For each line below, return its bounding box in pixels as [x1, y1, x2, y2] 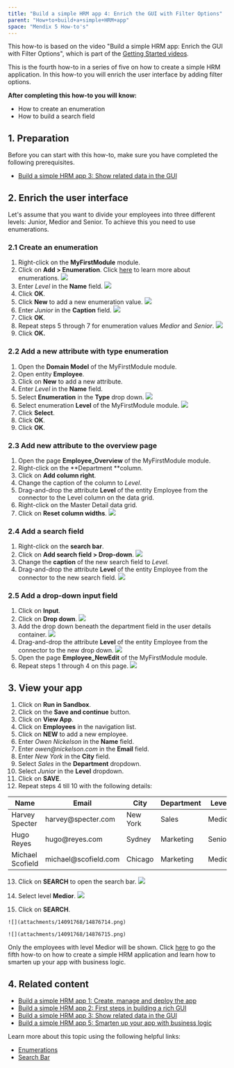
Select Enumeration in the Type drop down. [17, 392, 144, 401]
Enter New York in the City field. [17, 752, 110, 760]
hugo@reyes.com [44, 834, 103, 844]
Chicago [126, 854, 154, 864]
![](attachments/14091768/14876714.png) [8, 919, 127, 926]
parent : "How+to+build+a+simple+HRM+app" [8, 17, 130, 24]
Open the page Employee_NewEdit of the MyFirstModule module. [17, 653, 208, 662]
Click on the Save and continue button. [17, 708, 131, 717]
